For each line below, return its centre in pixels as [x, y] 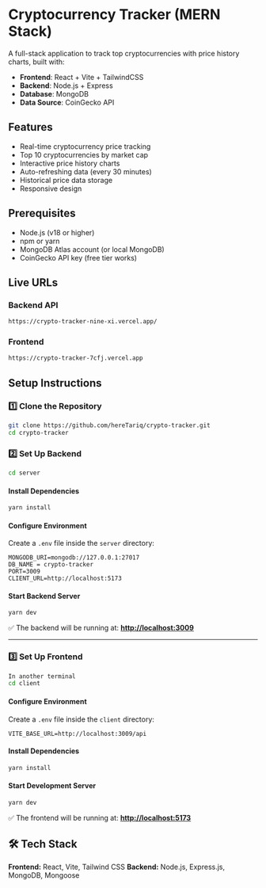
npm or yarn [40, 241]
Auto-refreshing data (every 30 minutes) [85, 171]
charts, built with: [36, 62]
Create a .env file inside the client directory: [81, 719]
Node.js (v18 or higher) [57, 232]
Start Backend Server [44, 596]
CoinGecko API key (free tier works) [78, 257]
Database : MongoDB [54, 93]
